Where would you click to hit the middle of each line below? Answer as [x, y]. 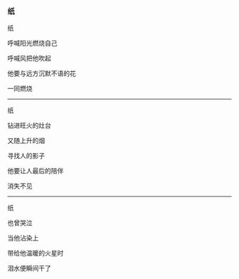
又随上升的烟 [26, 141]
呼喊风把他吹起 [29, 58]
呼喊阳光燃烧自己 [32, 43]
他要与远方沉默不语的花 [42, 73]
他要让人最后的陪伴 [36, 171]
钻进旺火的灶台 [29, 125]
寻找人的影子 [26, 156]
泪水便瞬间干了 [29, 268]
